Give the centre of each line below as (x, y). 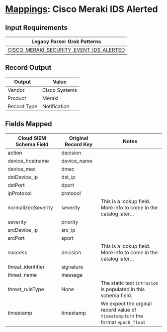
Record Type (23, 106)
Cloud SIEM (32, 138)
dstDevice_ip (23, 177)
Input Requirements (37, 28)
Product (17, 98)
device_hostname (28, 161)
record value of (119, 310)
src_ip (68, 230)
